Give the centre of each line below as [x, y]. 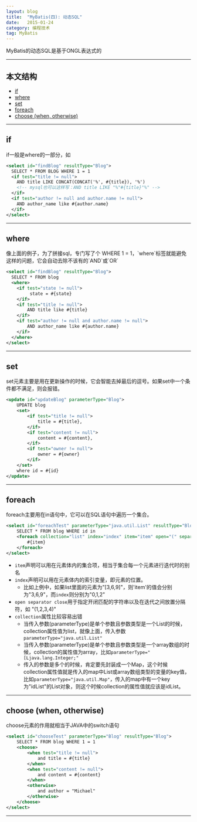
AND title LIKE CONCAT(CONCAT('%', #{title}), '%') [81, 182]
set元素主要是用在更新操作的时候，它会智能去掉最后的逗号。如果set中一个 [96, 381]
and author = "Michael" [66, 791]
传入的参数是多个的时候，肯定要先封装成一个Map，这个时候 [96, 664]
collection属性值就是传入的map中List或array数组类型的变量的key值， [106, 671]
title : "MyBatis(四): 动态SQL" [44, 17]
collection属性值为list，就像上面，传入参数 [74, 631]
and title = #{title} [64, 758]
